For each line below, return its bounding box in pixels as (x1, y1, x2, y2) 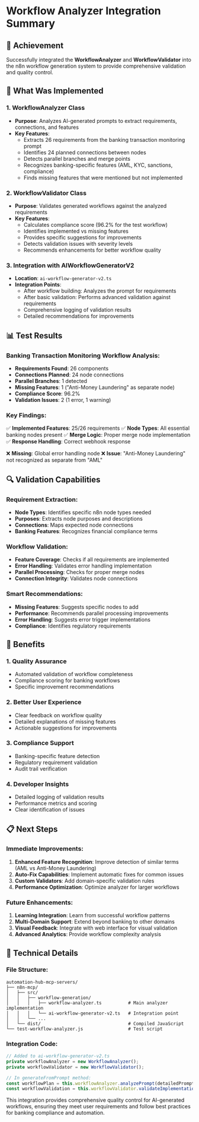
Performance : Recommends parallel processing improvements (14, 610, 169, 617)
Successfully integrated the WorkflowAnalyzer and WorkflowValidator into (6, 56, 191, 63)
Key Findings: (6, 411, 47, 419)
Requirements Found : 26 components (14, 365, 109, 372)
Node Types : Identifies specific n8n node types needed (14, 509, 152, 516)
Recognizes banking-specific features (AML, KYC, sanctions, (23, 161, 173, 169)
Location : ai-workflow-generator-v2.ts (14, 275, 112, 282)
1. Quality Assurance (6, 657, 67, 665)
